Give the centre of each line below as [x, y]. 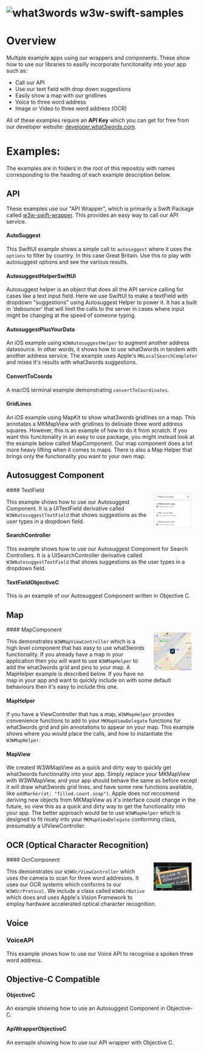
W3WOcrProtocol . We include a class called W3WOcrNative [76, 891]
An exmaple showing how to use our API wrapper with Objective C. [90, 1042]
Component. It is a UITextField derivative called [65, 508]
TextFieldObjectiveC [33, 582]
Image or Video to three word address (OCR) [71, 108]
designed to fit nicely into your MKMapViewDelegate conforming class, [91, 819]
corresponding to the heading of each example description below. [89, 175]
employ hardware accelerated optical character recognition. [81, 904]
